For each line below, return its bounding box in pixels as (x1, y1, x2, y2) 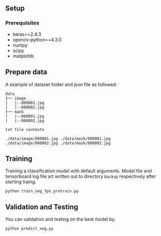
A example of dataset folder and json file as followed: (5, 81, 118, 88)
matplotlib (12, 53, 34, 59)
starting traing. (5, 179, 37, 185)
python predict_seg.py (5, 226, 54, 231)
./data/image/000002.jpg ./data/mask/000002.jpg (5, 140, 111, 145)
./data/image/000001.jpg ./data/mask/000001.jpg (5, 136, 111, 141)
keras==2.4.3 (12, 31, 41, 37)
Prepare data (5, 68, 48, 76)
